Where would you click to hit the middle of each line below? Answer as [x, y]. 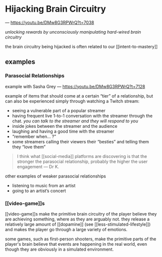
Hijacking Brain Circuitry [55, 9]
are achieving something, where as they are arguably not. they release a [77, 219]
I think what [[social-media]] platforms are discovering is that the [82, 156]
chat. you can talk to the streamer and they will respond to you [75, 121]
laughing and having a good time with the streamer [63, 131]
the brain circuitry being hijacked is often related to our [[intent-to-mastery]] [81, 46]
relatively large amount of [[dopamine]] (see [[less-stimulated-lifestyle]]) [78, 224]
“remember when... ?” [34, 136]
